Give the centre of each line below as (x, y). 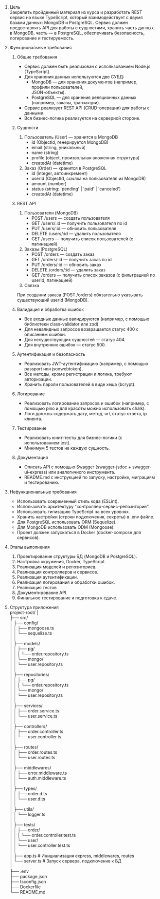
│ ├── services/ (26, 706)
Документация (32, 457)
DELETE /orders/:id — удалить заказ (68, 270)
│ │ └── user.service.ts (33, 716)
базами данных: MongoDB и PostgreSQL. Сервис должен (69, 22)
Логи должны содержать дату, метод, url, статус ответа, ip (86, 413)
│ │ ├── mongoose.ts (32, 628)
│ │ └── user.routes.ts (32, 757)
